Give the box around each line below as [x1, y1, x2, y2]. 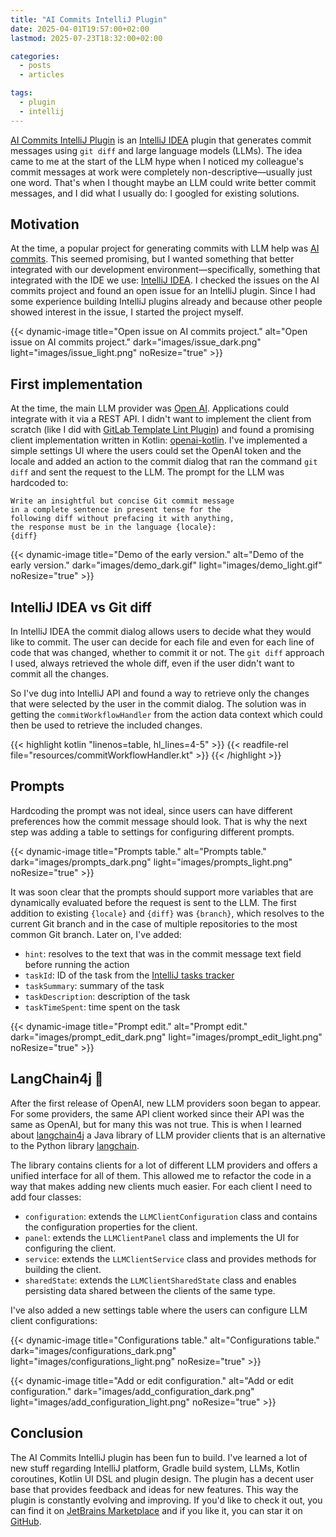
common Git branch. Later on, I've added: [10, 928, 182, 940]
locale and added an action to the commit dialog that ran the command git [10, 456, 318, 468]
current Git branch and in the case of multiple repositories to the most [10, 917, 298, 930]
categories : [10, 51, 60, 61]
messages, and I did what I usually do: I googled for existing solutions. [10, 187, 300, 199]
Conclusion [10, 1425, 84, 1442]
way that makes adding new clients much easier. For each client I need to [10, 1180, 313, 1192]
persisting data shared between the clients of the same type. [24, 1284, 276, 1296]
